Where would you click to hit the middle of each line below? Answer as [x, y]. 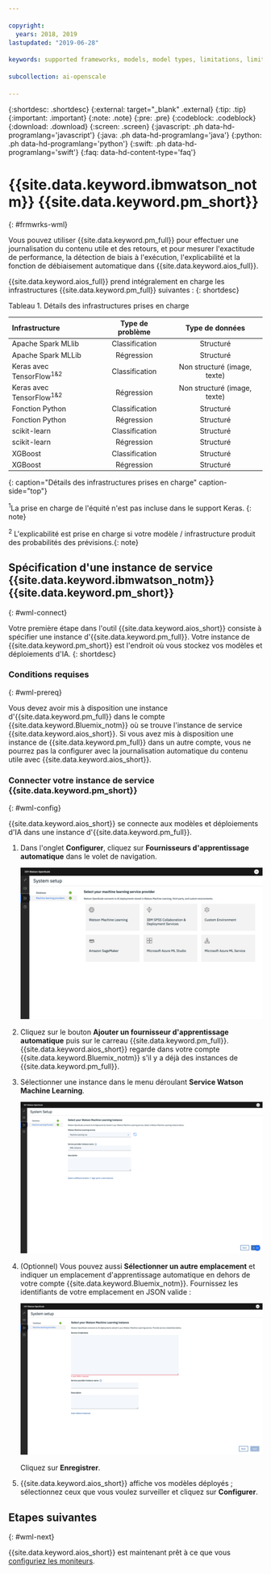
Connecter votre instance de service [81, 780]
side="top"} [28, 491]
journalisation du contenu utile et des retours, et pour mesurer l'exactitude [132, 248]
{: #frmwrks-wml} [38, 224]
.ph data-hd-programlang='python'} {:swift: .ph [87, 143]
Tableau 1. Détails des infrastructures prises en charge [99, 305]
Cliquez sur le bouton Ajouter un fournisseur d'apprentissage [124, 1032]
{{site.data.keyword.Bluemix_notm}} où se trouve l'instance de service [125, 725]
